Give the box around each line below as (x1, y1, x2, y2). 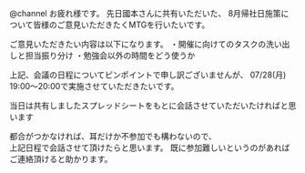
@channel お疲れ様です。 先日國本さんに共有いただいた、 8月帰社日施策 (9, 8, 281, 18)
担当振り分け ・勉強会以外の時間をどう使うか (25, 50, 196, 61)
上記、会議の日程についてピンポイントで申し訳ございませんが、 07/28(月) (9, 69, 287, 80)
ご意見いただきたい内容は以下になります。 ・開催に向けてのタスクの (9, 39, 267, 49)
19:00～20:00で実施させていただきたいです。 (9, 81, 179, 91)
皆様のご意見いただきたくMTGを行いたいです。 (33, 19, 210, 30)
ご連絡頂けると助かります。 (9, 154, 113, 164)
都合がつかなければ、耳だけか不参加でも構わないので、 (9, 131, 217, 141)
